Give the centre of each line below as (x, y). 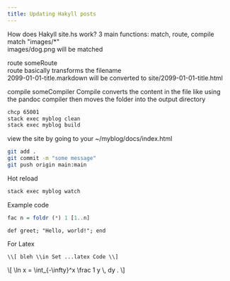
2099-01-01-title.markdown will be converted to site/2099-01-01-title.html (115, 78)
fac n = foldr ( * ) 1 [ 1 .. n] (49, 218)
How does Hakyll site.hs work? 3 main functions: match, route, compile (111, 34)
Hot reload (23, 178)
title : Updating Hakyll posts (52, 14)
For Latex (21, 243)
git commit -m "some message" (52, 159)
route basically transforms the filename (64, 70)
